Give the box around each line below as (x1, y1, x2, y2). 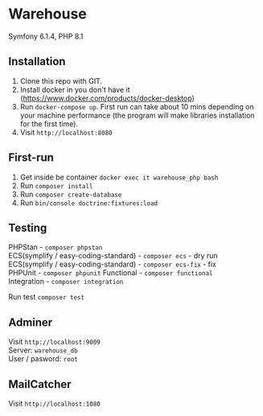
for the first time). (19, 118, 79, 129)
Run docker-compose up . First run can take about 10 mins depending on (19, 101, 255, 111)
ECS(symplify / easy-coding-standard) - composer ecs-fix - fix (8, 259, 217, 270)
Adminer (8, 315, 53, 329)
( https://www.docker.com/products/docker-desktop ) (19, 93, 195, 103)
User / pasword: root (8, 354, 78, 364)
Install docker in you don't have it (19, 84, 130, 94)
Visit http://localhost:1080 (8, 399, 101, 408)
